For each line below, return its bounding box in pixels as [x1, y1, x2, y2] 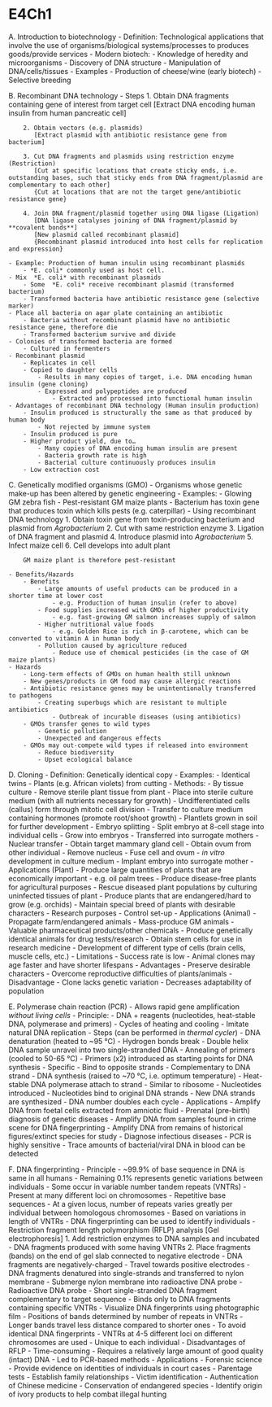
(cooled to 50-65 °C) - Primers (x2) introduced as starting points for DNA [8, 1053, 253, 1063]
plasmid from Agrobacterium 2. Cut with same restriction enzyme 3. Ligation [8, 522, 265, 533]
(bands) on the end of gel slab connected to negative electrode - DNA [8, 1251, 243, 1261]
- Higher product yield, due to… [23, 437, 136, 445]
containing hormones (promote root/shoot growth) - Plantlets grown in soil [8, 813, 257, 823]
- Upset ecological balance [37, 755, 132, 763]
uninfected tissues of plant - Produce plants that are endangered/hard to [8, 890, 252, 900]
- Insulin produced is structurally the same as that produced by [23, 409, 253, 417]
